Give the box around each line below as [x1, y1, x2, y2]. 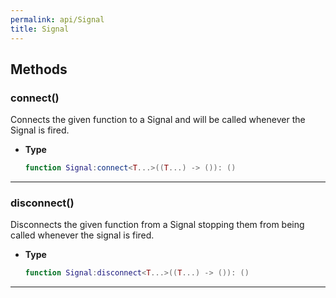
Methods [10, 61, 68, 78]
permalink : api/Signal [10, 14, 105, 25]
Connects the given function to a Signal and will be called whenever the [10, 114, 306, 126]
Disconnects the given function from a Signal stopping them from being [10, 219, 305, 231]
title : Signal [10, 24, 70, 34]
